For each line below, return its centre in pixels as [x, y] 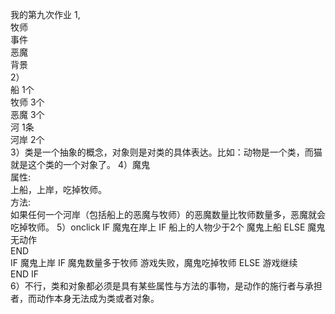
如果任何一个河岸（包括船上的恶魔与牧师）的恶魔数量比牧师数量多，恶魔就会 [168, 214]
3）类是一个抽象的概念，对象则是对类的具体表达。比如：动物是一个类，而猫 [166, 152]
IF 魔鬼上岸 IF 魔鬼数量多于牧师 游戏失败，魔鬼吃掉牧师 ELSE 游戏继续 [154, 262]
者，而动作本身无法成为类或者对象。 [85, 298]
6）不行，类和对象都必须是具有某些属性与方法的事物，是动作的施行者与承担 [166, 286]
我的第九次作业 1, [45, 14]
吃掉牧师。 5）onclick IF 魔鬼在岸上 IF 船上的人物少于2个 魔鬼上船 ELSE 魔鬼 [168, 227]
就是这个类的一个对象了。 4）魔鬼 [80, 164]
